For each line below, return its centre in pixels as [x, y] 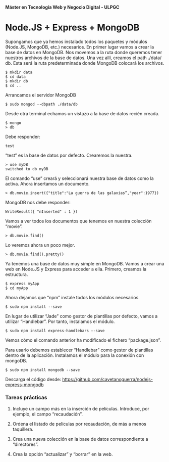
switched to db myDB [27, 169]
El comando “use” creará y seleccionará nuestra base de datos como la [79, 178]
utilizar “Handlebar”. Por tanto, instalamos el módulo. [60, 321]
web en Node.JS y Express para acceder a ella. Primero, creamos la [76, 269]
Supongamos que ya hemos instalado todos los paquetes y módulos [76, 41]
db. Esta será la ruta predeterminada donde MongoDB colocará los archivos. [85, 63]
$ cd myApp [17, 288]
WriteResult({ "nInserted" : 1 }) [42, 212]
